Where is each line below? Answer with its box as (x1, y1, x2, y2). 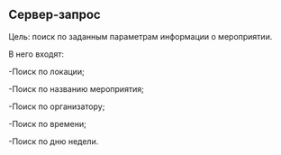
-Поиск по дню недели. (8, 135, 99, 147)
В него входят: (8, 49, 65, 59)
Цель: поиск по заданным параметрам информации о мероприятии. (8, 31, 273, 41)
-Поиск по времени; (8, 118, 86, 129)
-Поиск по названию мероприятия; (8, 83, 145, 94)
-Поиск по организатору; (8, 101, 105, 112)
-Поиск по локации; (8, 66, 85, 77)
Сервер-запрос (8, 7, 101, 23)
